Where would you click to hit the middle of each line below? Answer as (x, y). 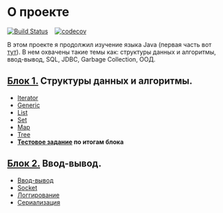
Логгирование (38, 195)
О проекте (38, 12)
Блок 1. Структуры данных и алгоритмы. (100, 81)
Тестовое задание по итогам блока (70, 142)
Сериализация (39, 202)
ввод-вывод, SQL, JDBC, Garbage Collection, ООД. (81, 59)
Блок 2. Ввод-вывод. (55, 164)
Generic (28, 105)
